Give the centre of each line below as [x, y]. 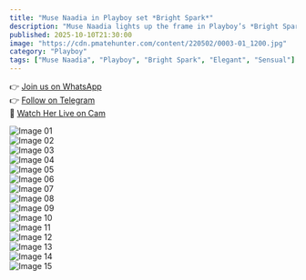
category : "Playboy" [49, 52]
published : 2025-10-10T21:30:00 [71, 35]
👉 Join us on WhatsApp [56, 86]
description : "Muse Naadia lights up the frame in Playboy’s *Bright [144, 26]
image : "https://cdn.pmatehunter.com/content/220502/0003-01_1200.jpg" [148, 43]
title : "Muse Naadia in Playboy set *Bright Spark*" [112, 18]
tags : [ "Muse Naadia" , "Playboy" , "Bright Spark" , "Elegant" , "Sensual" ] [153, 60]
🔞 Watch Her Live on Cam [58, 113]
